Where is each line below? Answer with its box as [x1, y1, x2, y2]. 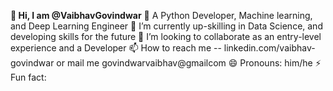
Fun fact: [10, 71, 47, 83]
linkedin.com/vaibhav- [223, 42, 316, 54]
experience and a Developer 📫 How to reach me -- [10, 42, 222, 54]
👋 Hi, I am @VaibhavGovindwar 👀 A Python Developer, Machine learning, [10, 10, 313, 21]
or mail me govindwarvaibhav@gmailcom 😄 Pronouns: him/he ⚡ [56, 57, 322, 69]
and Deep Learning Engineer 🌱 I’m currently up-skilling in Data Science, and [10, 20, 323, 32]
